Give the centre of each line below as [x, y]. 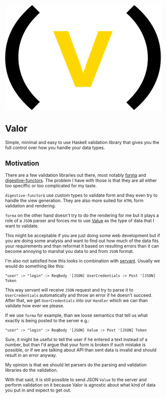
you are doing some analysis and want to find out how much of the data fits [82, 241]
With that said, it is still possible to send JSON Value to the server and [76, 379]
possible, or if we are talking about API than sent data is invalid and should [81, 350]
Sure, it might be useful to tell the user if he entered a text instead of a [76, 339]
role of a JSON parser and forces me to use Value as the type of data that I [80, 220]
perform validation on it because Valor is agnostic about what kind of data [80, 385]
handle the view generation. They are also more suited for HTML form [74, 200]
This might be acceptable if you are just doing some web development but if [83, 235]
